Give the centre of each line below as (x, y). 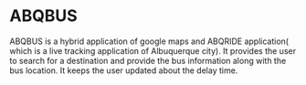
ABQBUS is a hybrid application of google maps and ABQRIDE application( (149, 41)
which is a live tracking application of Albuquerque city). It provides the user (153, 50)
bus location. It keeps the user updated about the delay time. (124, 70)
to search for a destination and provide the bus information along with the (148, 60)
